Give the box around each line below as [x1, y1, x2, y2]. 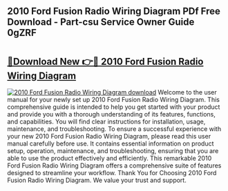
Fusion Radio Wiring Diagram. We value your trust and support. [7, 176, 187, 184]
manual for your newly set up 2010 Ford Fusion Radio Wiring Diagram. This [7, 96, 220, 103]
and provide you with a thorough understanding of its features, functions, [7, 110, 216, 118]
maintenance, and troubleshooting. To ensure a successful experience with [7, 125, 222, 133]
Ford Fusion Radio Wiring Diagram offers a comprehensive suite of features [7, 161, 222, 170]
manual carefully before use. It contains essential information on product [7, 139, 214, 148]
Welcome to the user [158, 88, 218, 96]
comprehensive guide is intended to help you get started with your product [7, 103, 220, 111]
